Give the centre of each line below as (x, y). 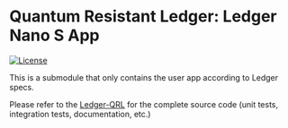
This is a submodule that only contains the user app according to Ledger (144, 77)
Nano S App (55, 35)
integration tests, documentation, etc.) (80, 114)
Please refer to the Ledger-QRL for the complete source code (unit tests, (144, 104)
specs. (22, 87)
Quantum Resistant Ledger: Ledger (143, 17)
